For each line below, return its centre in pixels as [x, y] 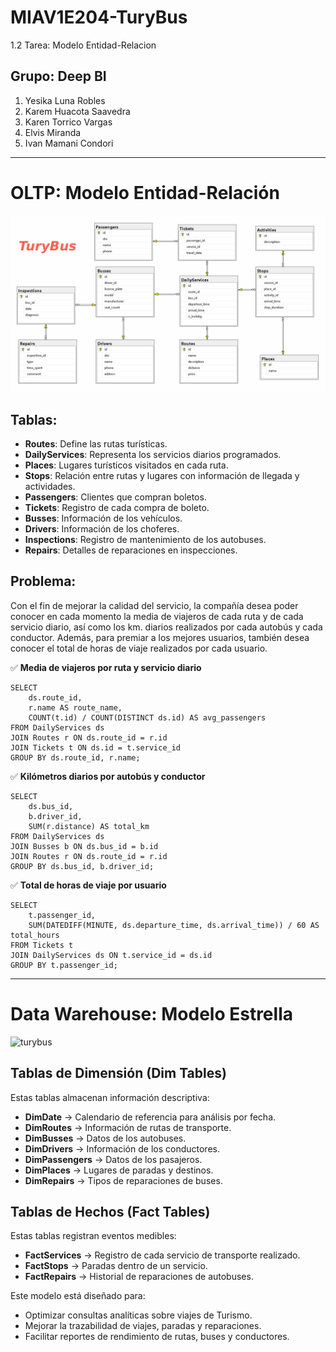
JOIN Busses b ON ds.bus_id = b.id [84, 846]
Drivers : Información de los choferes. [102, 529]
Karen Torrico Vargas [68, 122]
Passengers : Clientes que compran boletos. [115, 497]
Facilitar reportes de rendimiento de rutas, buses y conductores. [157, 1337]
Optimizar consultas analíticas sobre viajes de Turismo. [138, 1315]
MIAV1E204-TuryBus [99, 17]
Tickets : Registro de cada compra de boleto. [117, 508]
